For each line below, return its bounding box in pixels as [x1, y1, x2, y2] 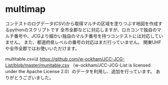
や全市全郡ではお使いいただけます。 [5, 45, 80, 51]
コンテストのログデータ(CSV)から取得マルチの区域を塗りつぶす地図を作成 [5, 20, 158, 26]
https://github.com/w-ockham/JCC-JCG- [39, 56, 125, 62]
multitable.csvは [5, 56, 39, 62]
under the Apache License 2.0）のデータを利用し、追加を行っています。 [5, 68, 155, 74]
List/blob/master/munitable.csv [5, 62, 70, 68]
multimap [5, 3, 46, 15]
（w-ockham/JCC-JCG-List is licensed [70, 62, 151, 68]
